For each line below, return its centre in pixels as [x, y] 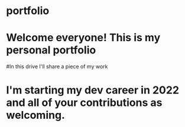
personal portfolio [51, 50]
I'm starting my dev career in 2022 [92, 90]
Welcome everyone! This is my [83, 38]
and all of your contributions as [84, 103]
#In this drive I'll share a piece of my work [57, 66]
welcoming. [35, 115]
